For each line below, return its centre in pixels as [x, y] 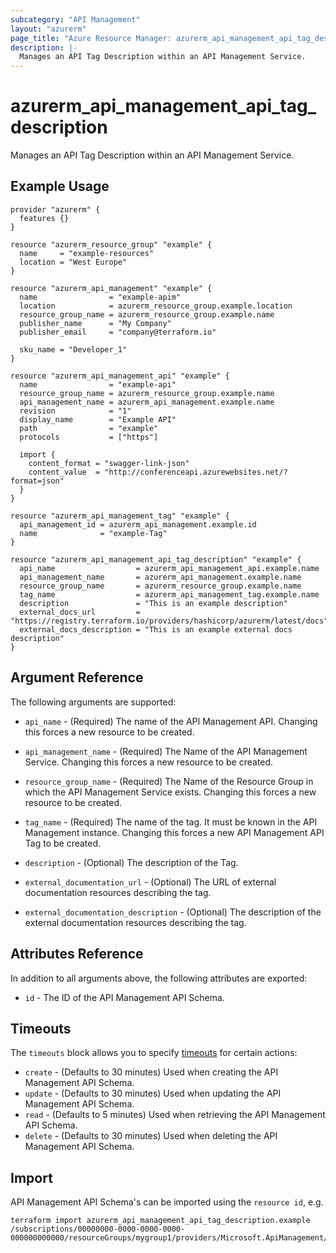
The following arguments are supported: [93, 702]
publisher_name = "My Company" [95, 323]
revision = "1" [75, 411]
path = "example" [89, 428]
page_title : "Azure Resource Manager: [91, 38]
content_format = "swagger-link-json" [109, 463]
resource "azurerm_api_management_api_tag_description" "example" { [156, 559]
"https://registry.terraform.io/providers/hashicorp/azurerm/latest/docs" [169, 621]
